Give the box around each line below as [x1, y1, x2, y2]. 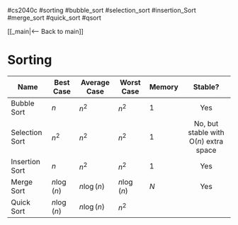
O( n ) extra [188, 136, 224, 146]
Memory [149, 81, 178, 91]
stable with [188, 127, 225, 137]
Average [80, 77, 110, 87]
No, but [193, 118, 219, 128]
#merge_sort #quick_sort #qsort [7, 13, 101, 22]
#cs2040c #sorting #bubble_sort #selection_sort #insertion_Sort [7, 6, 196, 14]
